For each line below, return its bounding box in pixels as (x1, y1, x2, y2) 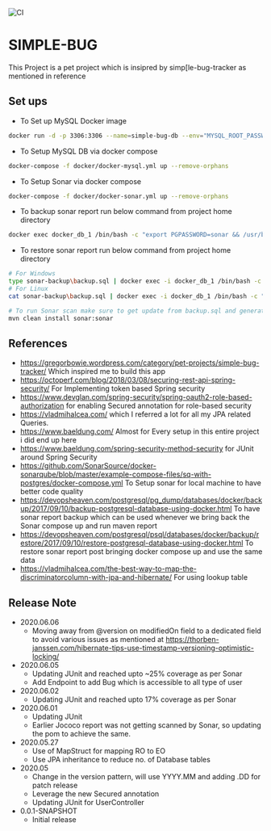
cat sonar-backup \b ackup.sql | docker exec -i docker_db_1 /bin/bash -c (8, 292, 258, 300)
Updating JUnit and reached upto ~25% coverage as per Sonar (31, 669, 243, 678)
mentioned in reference (8, 71, 86, 81)
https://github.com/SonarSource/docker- (19, 461, 157, 471)
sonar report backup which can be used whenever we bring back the (19, 513, 250, 523)
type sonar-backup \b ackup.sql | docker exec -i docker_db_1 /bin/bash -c (8, 277, 262, 286)
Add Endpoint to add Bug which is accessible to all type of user (31, 678, 244, 687)
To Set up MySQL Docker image (19, 115, 127, 125)
